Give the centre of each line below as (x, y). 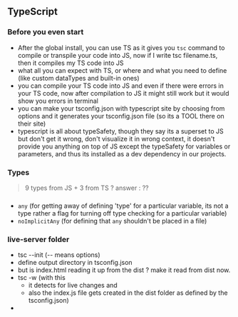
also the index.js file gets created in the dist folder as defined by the (128, 293)
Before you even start (46, 32)
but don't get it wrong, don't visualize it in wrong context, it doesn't (116, 139)
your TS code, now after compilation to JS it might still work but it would (123, 93)
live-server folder (38, 239)
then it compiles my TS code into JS (71, 63)
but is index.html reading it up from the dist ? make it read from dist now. (124, 270)
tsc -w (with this (41, 278)
